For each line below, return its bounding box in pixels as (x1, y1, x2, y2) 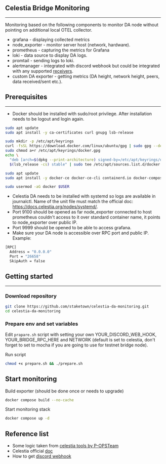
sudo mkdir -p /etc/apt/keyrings (5, 139, 74, 144)
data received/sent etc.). (12, 79, 63, 84)
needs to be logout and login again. (12, 116, 84, 122)
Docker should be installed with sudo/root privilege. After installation (12, 111, 152, 117)
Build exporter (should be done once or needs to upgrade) (5, 388, 124, 394)
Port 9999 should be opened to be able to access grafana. (12, 225, 132, 231)
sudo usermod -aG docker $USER (5, 184, 70, 189)
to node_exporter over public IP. (12, 219, 78, 225)
